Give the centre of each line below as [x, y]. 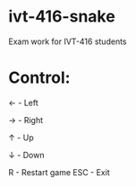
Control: [39, 78]
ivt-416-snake [62, 17]
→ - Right [26, 120]
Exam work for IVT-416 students [68, 41]
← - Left [24, 102]
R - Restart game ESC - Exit [59, 172]
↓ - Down [26, 155]
